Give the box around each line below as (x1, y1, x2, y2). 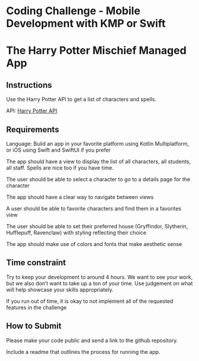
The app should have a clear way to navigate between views (6, 194, 154, 200)
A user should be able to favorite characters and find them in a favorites (6, 205, 182, 212)
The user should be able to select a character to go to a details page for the (6, 176, 191, 183)
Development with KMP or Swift (6, 17, 166, 30)
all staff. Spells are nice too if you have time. (6, 164, 114, 171)
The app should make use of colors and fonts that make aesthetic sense (6, 241, 182, 247)
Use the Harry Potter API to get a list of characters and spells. (6, 96, 157, 103)
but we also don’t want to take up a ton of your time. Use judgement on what (6, 280, 193, 287)
